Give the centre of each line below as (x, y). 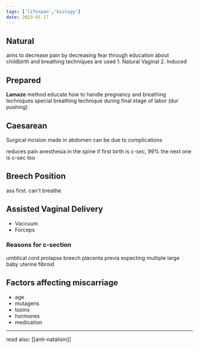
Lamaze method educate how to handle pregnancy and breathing (86, 95)
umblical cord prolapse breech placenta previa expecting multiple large (93, 257)
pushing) (17, 107)
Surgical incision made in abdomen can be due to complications (84, 140)
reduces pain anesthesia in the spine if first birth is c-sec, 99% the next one (99, 151)
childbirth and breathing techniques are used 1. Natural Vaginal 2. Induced (97, 62)
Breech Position (36, 176)
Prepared (24, 80)
